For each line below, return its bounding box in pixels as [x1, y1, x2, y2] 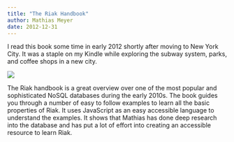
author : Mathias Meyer [7, 17, 73, 24]
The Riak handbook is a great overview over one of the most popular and [7, 84, 217, 92]
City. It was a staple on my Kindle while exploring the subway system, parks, [7, 50, 227, 58]
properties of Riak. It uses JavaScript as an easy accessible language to [7, 106, 214, 115]
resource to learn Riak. [7, 129, 73, 137]
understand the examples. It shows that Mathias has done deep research [7, 113, 217, 122]
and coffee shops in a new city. [7, 57, 98, 66]
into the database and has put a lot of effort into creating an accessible [7, 121, 212, 129]
